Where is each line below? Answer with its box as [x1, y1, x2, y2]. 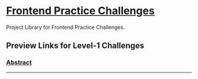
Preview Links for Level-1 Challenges [6, 41, 144, 51]
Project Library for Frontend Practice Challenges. [6, 24, 125, 31]
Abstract [6, 58, 32, 67]
